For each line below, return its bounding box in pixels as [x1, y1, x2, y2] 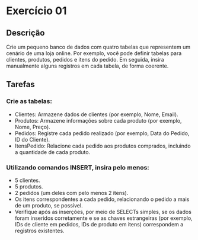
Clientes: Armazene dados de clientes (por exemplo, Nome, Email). [14, 111, 179, 118]
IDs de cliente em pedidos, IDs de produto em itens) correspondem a [14, 220, 184, 228]
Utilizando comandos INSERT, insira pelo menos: [6, 163, 149, 171]
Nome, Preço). [14, 123, 50, 130]
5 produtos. [14, 183, 43, 190]
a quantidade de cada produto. [14, 148, 91, 155]
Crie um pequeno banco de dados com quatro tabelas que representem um [6, 43, 191, 50]
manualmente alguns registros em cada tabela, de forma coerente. [6, 62, 169, 69]
